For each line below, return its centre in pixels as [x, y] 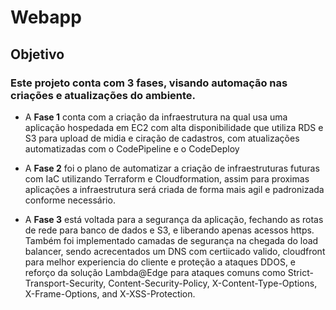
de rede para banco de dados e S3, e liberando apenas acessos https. [169, 230]
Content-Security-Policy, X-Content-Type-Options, [213, 283]
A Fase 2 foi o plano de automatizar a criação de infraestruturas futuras [172, 168]
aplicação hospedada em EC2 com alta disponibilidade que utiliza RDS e [174, 127]
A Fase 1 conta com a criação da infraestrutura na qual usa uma [156, 117]
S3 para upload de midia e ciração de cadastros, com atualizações [162, 138]
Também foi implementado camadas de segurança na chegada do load [171, 240]
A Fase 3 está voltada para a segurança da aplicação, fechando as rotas [174, 219]
